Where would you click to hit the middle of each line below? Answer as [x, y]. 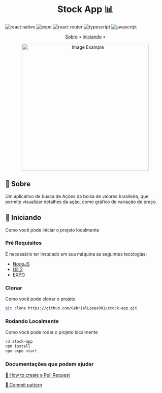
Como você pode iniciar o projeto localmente [52, 230]
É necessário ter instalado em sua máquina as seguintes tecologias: [76, 254]
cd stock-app [19, 342]
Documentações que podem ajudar [50, 364]
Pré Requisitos [24, 243]
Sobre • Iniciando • [85, 37]
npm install [18, 346]
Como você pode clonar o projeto [40, 299]
